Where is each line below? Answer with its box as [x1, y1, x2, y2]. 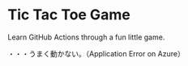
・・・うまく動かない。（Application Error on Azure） [7, 48, 186, 58]
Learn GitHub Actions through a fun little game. [7, 32, 165, 42]
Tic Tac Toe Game [7, 6, 130, 24]
